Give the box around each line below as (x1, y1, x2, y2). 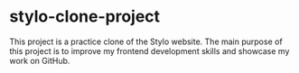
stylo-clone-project (9, 6, 161, 27)
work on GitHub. (9, 55, 70, 66)
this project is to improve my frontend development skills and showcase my (9, 45, 290, 56)
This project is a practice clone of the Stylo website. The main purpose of (9, 36, 283, 47)
